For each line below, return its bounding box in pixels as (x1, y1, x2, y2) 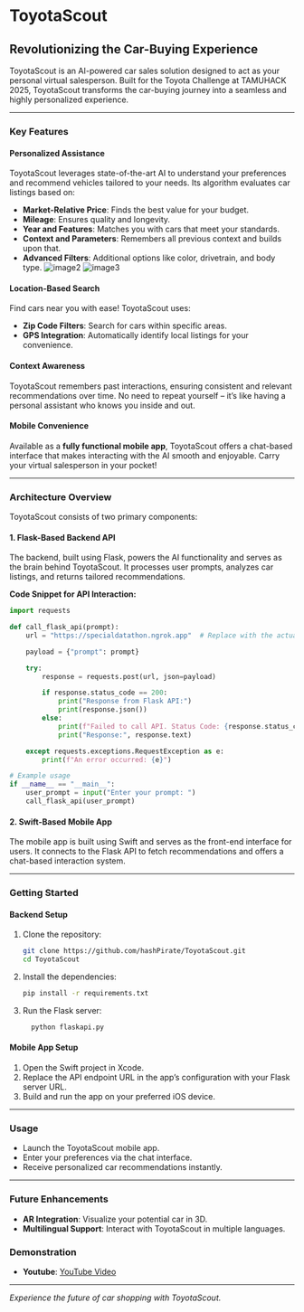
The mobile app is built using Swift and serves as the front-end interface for (9, 836, 292, 847)
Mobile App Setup (9, 1042, 79, 1053)
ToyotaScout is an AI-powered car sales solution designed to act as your (9, 65, 280, 76)
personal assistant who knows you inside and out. (9, 400, 196, 411)
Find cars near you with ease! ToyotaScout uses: (9, 303, 192, 314)
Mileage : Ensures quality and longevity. (22, 214, 170, 225)
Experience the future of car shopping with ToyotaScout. (9, 1292, 222, 1303)
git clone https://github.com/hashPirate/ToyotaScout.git (22, 947, 246, 956)
